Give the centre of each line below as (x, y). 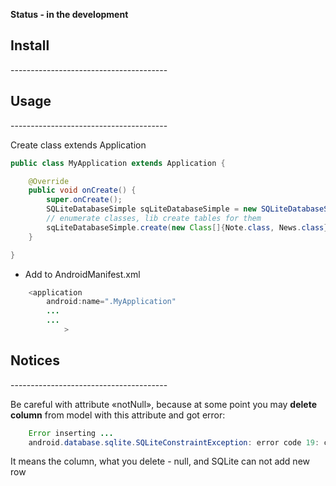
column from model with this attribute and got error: (118, 415)
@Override (49, 181)
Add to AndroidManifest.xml (82, 274)
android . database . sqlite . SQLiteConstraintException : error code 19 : (174, 442)
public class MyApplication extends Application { (118, 163)
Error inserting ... (71, 433)
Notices (35, 360)
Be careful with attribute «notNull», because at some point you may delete (163, 404)
